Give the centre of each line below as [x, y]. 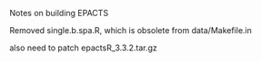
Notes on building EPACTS [59, 13]
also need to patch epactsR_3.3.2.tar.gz [83, 48]
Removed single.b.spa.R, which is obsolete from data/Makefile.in [130, 30]
